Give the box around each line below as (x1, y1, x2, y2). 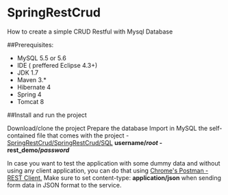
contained (7, 131, 36, 140)
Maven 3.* (16, 75, 47, 83)
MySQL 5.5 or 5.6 (16, 53, 66, 62)
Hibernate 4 (16, 83, 51, 91)
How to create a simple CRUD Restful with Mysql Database (7, 27, 173, 36)
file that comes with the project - (36, 131, 129, 140)
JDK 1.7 (16, 68, 39, 77)
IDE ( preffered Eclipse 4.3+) (16, 61, 98, 69)
